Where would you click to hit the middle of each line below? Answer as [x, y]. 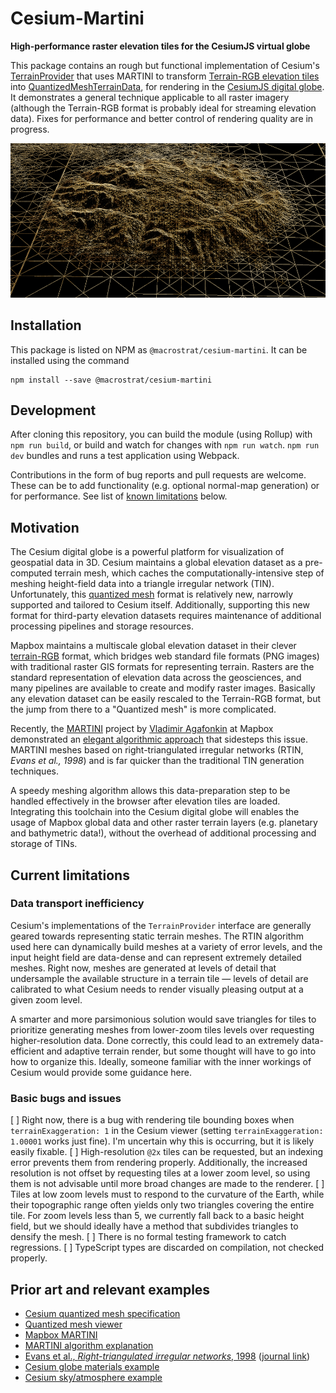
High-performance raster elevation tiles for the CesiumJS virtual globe [160, 46]
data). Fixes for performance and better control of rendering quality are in [162, 118]
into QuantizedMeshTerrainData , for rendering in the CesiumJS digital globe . [167, 86]
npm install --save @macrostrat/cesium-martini [111, 380]
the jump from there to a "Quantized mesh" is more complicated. [143, 709]
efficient [27, 1051]
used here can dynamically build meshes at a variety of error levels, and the [166, 946]
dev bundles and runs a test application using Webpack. [125, 456]
